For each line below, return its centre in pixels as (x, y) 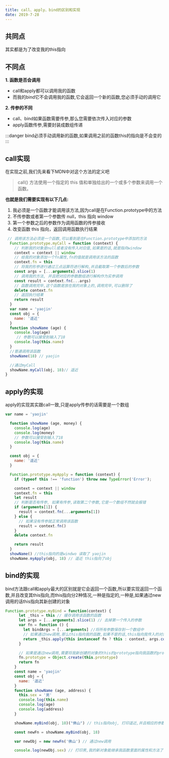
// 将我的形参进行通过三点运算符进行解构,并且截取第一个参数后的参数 (77, 267)
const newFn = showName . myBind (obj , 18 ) (57, 732)
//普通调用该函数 (25, 351)
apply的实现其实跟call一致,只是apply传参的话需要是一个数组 (67, 405)
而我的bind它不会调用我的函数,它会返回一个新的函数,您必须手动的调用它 (87, 97)
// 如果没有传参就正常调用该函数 (48, 521)
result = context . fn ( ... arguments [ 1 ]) (59, 512)
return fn (29, 662)
